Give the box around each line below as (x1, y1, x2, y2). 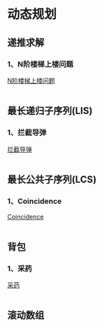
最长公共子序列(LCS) (7, 173, 97, 186)
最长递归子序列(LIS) (7, 105, 93, 117)
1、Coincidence (7, 196, 62, 206)
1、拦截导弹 (7, 127, 47, 137)
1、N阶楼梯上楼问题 (7, 59, 74, 69)
